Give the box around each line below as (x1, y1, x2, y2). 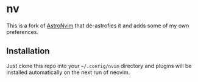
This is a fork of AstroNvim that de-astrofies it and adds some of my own (6, 22, 189, 29)
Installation (6, 46, 50, 56)
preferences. (6, 28, 38, 35)
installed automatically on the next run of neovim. (6, 69, 130, 76)
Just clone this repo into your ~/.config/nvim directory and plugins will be (6, 62, 192, 69)
